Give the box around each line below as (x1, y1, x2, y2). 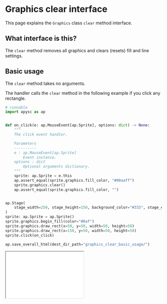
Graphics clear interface (5, 3, 108, 15)
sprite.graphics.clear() (14, 182, 66, 187)
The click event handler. (14, 132, 68, 137)
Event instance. (23, 155, 57, 160)
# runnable (5, 105, 28, 110)
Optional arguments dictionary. (23, 164, 90, 169)
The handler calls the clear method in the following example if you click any (5, 90, 161, 96)
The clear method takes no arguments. (5, 80, 85, 86)
